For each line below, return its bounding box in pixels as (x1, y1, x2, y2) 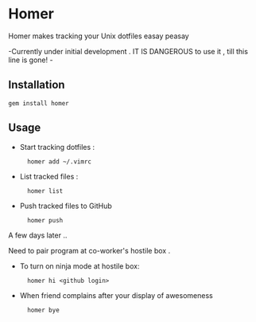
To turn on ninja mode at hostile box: (19, 261, 140, 271)
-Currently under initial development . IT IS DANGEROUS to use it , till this (8, 46, 249, 56)
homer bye (27, 306, 60, 314)
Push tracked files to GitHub (19, 201, 113, 210)
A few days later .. (8, 230, 68, 240)
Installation (8, 78, 65, 92)
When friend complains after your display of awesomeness (19, 290, 213, 300)
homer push (27, 216, 64, 224)
